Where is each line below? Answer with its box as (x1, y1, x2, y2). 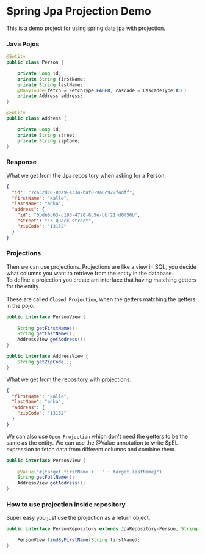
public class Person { (6, 59, 64, 65)
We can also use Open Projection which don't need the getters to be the (6, 432, 188, 440)
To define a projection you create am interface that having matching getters (6, 276, 196, 283)
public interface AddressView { (6, 353, 88, 360)
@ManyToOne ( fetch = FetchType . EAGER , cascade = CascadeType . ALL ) (17, 87, 187, 93)
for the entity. (6, 282, 40, 290)
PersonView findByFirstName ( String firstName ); (17, 537, 140, 543)
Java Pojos (6, 40, 40, 48)
